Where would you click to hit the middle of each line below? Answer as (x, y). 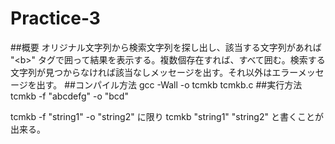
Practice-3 (55, 18)
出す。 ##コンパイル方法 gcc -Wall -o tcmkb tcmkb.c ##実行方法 (169, 84)
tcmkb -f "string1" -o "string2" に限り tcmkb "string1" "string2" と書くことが (167, 116)
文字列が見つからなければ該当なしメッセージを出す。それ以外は (141, 72)
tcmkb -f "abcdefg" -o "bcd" (69, 96)
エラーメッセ (298, 72)
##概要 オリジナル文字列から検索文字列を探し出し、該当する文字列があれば (166, 47)
